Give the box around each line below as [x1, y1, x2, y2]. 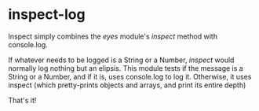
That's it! [8, 95, 37, 105]
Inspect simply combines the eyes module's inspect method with [8, 31, 218, 41]
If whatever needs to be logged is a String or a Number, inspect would [8, 55, 235, 65]
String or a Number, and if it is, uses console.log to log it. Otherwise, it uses [8, 72, 252, 81]
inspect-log [8, 6, 86, 24]
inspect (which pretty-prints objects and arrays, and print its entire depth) [8, 80, 246, 90]
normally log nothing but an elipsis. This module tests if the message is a [8, 63, 243, 72]
